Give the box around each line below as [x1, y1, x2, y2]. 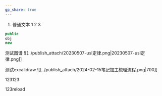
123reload [5, 86, 26, 92]
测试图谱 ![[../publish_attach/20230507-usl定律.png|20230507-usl [5, 50, 141, 56]
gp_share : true [5, 7, 37, 12]
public [5, 31, 19, 36]
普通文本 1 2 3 [12, 21, 41, 27]
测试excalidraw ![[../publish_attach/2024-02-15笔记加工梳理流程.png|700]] [5, 67, 158, 73]
